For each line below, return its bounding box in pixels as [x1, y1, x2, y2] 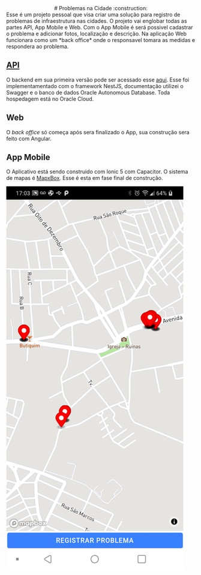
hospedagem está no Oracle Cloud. [6, 95, 94, 103]
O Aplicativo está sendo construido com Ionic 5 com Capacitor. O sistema [6, 168, 188, 175]
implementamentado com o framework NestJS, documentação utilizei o [6, 82, 184, 89]
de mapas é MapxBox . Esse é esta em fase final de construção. [6, 174, 163, 182]
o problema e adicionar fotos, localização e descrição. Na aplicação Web [6, 30, 187, 37]
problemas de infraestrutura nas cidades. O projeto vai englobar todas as [6, 17, 187, 25]
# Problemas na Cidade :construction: [53, 5, 148, 11]
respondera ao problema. [6, 43, 69, 50]
